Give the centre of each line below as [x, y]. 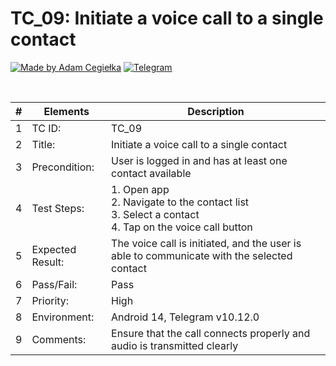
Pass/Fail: [54, 284]
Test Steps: [58, 208]
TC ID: [46, 128]
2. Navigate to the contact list [180, 202]
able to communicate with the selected [202, 255]
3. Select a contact [155, 214]
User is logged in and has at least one [199, 160]
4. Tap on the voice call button [182, 227]
